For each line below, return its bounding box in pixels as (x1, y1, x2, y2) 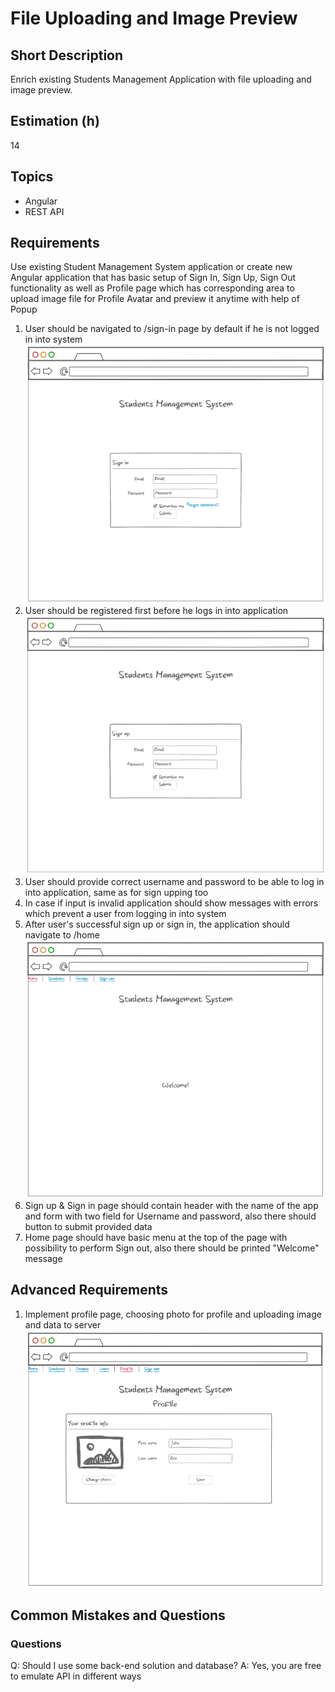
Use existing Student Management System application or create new (10, 261, 293, 273)
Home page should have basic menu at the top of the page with (24, 1231, 288, 1243)
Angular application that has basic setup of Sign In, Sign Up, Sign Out (10, 272, 297, 284)
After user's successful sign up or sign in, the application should (24, 918, 290, 930)
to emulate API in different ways (10, 1670, 142, 1682)
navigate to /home (24, 928, 100, 941)
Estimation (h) (10, 113, 100, 130)
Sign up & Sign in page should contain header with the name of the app (24, 1199, 319, 1211)
